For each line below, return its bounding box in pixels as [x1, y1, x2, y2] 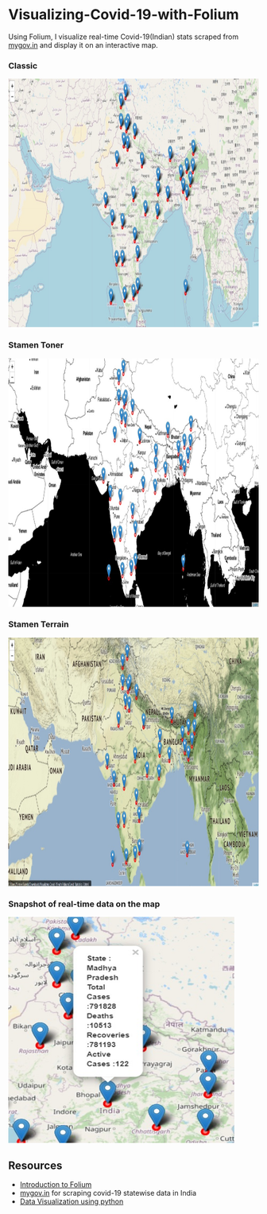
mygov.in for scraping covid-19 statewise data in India [19, 1188, 197, 1197]
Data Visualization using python [19, 1197, 124, 1206]
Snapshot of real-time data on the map [8, 898, 161, 910]
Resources [8, 1158, 63, 1172]
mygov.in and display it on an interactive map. [8, 40, 159, 49]
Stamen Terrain [8, 619, 69, 630]
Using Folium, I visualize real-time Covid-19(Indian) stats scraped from [8, 32, 239, 41]
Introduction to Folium [19, 1179, 92, 1189]
